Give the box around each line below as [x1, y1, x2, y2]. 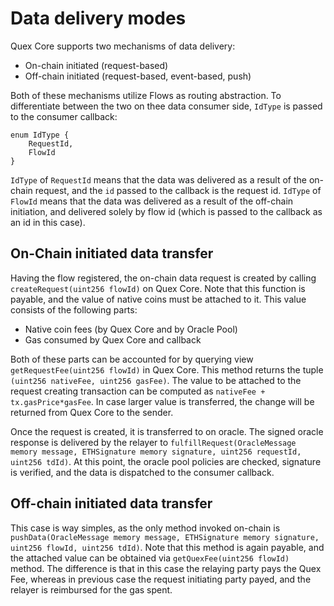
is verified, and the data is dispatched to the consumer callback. [10, 466, 275, 478]
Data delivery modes [10, 7, 187, 30]
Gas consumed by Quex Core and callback [24, 333, 202, 346]
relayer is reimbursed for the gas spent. [10, 583, 173, 596]
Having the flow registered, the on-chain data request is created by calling [10, 272, 317, 284]
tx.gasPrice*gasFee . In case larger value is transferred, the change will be [10, 395, 315, 407]
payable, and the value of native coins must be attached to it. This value [10, 293, 307, 305]
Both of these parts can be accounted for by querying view [10, 353, 254, 365]
